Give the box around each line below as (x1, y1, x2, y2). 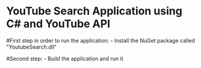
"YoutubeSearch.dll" (6, 43, 57, 51)
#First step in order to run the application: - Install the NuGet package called (6, 37, 196, 44)
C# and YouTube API (6, 17, 110, 31)
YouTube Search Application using (6, 4, 182, 18)
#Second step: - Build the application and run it (6, 55, 123, 62)
